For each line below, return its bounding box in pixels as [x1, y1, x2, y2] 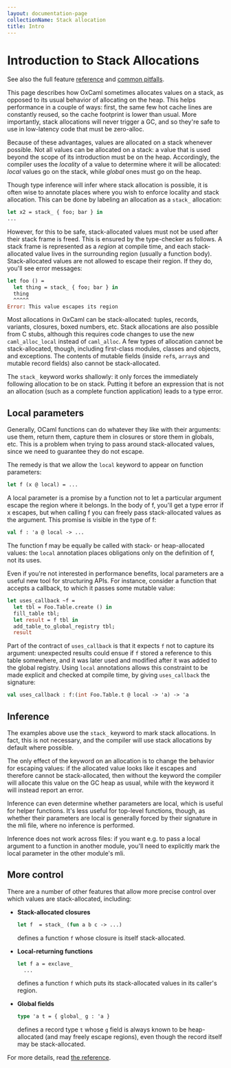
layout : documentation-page [7, 10, 88, 17]
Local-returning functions [16, 947, 93, 955]
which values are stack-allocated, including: [7, 895, 132, 903]
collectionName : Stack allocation [7, 17, 107, 23]
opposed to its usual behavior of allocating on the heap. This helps [7, 96, 196, 104]
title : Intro [7, 23, 45, 30]
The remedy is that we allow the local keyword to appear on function [7, 461, 204, 469]
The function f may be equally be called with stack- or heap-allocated [7, 541, 205, 549]
